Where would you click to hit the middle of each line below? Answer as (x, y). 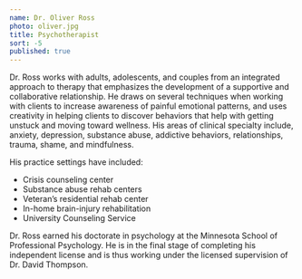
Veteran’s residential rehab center (85, 199)
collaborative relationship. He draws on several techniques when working (146, 97)
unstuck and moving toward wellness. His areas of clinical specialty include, (151, 125)
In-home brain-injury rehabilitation (87, 208)
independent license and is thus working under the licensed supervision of (149, 255)
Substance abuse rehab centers (82, 189)
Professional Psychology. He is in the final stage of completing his (133, 245)
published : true (40, 52)
